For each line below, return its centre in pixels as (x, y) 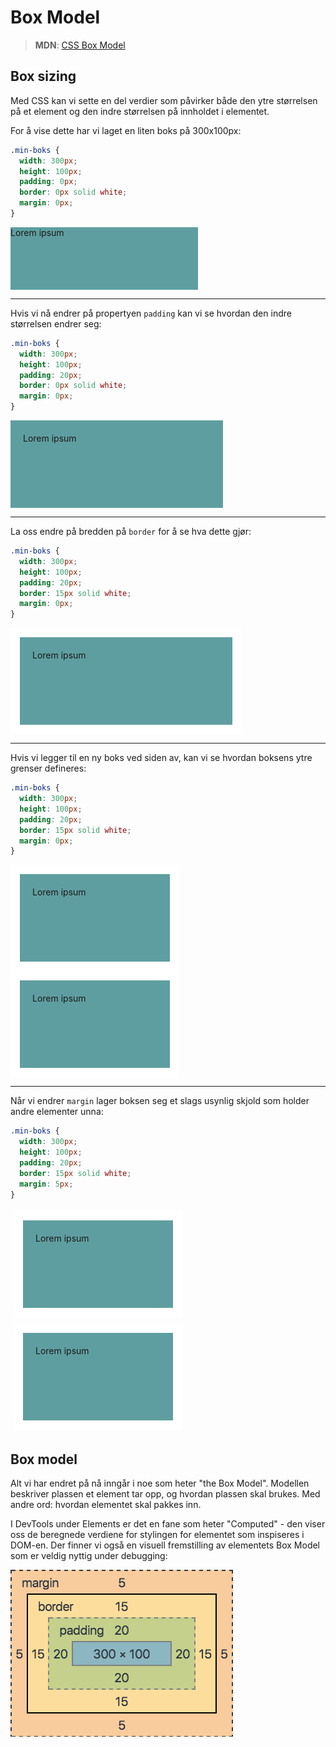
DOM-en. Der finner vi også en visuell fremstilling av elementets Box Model (165, 1545)
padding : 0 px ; (48, 182)
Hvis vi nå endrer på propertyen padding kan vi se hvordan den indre (151, 313)
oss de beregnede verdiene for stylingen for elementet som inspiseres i (157, 1535)
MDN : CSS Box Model (80, 45)
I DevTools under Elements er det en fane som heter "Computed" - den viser (168, 1524)
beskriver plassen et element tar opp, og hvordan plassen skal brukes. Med (165, 1494)
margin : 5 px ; (46, 1184)
